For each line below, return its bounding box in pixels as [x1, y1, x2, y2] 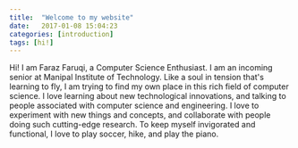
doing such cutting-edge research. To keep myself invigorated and [9, 119, 256, 130]
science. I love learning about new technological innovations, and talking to [9, 91, 286, 102]
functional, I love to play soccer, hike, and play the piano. [9, 128, 219, 139]
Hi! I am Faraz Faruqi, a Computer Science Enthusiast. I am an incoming [9, 62, 273, 73]
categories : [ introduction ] [9, 29, 115, 38]
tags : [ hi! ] [9, 37, 54, 47]
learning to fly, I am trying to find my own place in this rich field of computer [9, 81, 289, 92]
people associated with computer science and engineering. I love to [9, 100, 260, 111]
